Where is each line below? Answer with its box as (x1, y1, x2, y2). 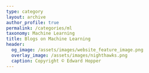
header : (6, 42, 25, 48)
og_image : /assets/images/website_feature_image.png (11, 47, 144, 53)
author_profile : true (6, 19, 59, 25)
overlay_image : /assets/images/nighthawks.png (11, 52, 128, 58)
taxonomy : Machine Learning (6, 31, 75, 36)
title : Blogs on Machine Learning (6, 36, 91, 42)
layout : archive (6, 14, 46, 20)
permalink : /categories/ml (6, 25, 72, 31)
